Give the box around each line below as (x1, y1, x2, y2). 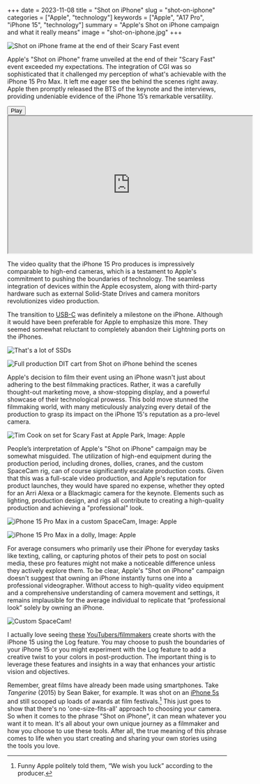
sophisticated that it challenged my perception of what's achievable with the (7, 70, 227, 78)
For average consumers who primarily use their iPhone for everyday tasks (7, 544, 220, 553)
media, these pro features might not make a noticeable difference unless (7, 559, 216, 567)
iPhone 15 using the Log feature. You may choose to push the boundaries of (7, 638, 225, 646)
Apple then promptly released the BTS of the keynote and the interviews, (7, 85, 216, 93)
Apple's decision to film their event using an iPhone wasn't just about (7, 373, 206, 381)
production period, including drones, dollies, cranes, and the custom (7, 459, 204, 468)
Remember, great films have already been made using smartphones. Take (7, 681, 219, 689)
